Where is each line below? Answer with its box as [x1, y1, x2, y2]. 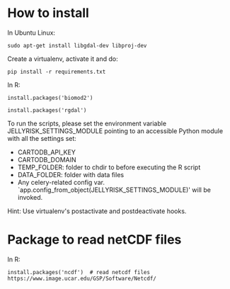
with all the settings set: [7, 134, 76, 142]
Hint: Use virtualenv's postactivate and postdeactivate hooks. [7, 207, 187, 215]
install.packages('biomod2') [7, 94, 93, 101]
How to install [7, 5, 90, 21]
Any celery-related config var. [17, 178, 105, 186]
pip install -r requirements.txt [7, 68, 106, 75]
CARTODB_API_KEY [17, 147, 76, 157]
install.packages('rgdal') [7, 106, 87, 114]
